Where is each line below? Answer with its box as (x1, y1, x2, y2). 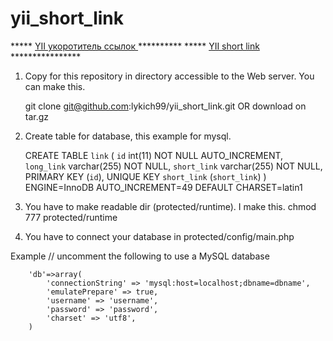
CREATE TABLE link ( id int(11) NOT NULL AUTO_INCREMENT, (24, 149, 284, 161)
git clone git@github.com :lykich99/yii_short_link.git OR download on (24, 100, 307, 112)
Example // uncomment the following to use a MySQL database (10, 250, 270, 262)
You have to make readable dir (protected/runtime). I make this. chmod (24, 200, 317, 212)
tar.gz (24, 110, 50, 122)
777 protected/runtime (24, 211, 118, 223)
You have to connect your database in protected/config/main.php (24, 230, 295, 242)
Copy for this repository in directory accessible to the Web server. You (24, 70, 315, 82)
